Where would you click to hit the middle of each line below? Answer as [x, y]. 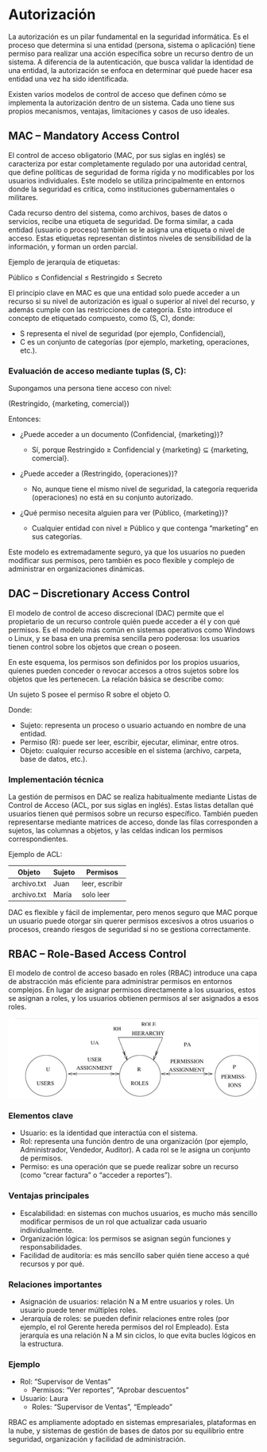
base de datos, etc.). [53, 759]
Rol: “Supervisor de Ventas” [65, 1382]
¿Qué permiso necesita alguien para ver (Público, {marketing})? [124, 513]
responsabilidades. [51, 1247]
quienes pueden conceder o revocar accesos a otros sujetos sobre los [124, 670]
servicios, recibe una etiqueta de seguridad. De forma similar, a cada [121, 221]
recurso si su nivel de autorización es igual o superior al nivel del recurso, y [132, 301]
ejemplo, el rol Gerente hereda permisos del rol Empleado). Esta [124, 1327]
